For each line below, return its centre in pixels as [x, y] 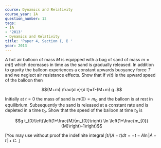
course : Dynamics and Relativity [39, 9]
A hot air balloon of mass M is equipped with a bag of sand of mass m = [77, 59]
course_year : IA [21, 14]
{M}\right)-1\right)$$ [82, 126]
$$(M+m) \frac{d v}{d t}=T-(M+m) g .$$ [82, 89]
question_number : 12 [26, 18]
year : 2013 [16, 46]
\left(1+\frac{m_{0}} [129, 121]
